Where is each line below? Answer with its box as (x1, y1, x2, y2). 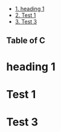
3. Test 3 (14, 18, 37, 25)
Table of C (6, 36, 45, 46)
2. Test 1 (14, 12, 36, 19)
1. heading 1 (14, 5, 45, 12)
